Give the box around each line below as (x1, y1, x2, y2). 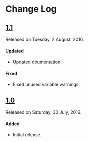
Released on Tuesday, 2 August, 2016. (5, 36, 84, 42)
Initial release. (12, 132, 42, 138)
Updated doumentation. (12, 59, 62, 65)
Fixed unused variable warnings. (12, 81, 80, 88)
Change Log (5, 3, 57, 15)
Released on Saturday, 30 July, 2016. (5, 109, 82, 115)
